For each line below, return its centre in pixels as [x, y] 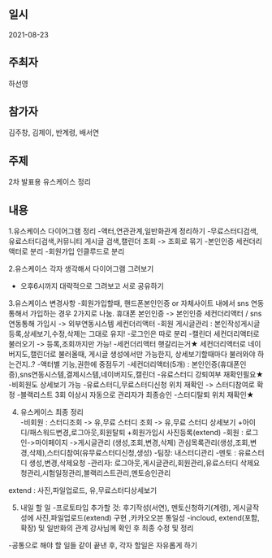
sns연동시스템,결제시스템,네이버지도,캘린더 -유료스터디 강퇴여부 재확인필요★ [142, 375]
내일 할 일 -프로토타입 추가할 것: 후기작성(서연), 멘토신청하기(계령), [125, 508]
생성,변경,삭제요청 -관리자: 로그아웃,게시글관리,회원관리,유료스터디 [134, 463]
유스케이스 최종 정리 [52, 412]
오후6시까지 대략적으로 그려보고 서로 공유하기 [92, 286]
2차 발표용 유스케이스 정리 [50, 182]
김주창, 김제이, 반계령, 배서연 [54, 133]
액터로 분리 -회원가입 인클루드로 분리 [67, 251]
